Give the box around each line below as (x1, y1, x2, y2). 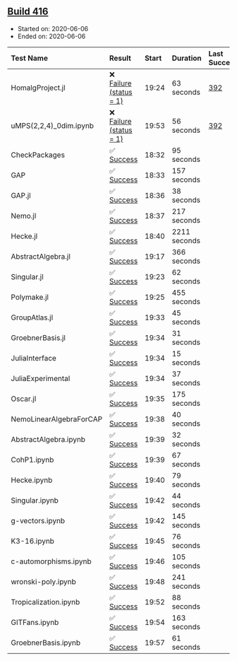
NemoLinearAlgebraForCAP (11, 414, 103, 423)
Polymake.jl (11, 292, 49, 302)
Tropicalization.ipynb (11, 597, 80, 607)
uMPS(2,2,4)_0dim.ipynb (11, 120, 94, 130)
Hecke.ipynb (11, 475, 53, 485)
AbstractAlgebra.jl (11, 251, 71, 261)
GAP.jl (11, 190, 31, 200)
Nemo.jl (11, 211, 37, 221)
